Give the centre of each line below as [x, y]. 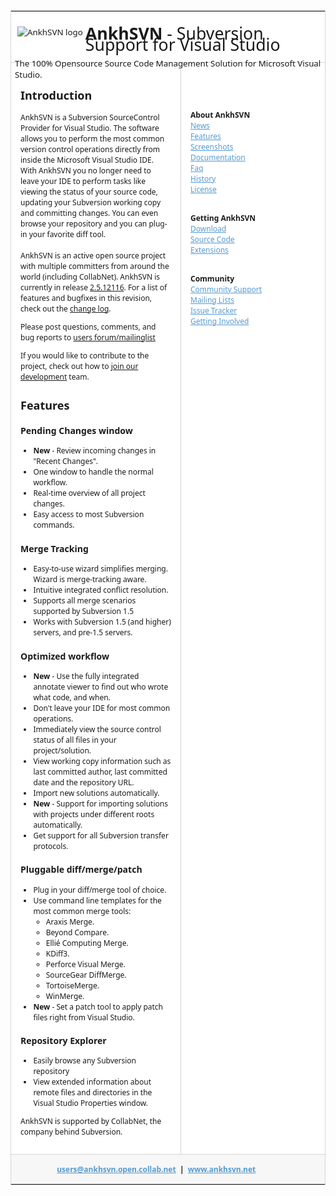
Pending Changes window [76, 431]
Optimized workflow [65, 656]
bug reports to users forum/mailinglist [88, 337]
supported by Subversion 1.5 [84, 611]
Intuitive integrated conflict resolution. [101, 590]
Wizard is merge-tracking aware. [90, 580]
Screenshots [212, 146]
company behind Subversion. [71, 1132]
